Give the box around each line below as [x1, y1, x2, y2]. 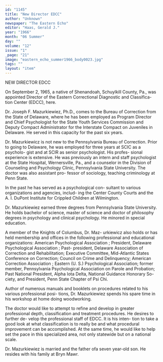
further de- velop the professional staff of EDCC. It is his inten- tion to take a [5, 316, 158, 322]
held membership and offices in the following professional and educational [5, 235, 155, 241]
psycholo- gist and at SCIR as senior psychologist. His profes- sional [5, 149, 143, 155]
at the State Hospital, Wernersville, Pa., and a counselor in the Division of [5, 160, 152, 165]
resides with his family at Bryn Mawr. [5, 351, 79, 357]
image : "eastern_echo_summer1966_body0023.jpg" [5, 57, 104, 62]
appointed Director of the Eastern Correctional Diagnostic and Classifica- [5, 94, 152, 100]
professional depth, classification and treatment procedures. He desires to [5, 311, 154, 316]
